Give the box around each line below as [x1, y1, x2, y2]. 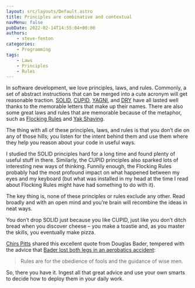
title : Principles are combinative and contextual [6, 14, 132, 20]
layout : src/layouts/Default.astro [6, 8, 93, 15]
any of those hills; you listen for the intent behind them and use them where [6, 133, 189, 140]
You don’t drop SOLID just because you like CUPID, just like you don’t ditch [6, 217, 186, 224]
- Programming [16, 47, 51, 53]
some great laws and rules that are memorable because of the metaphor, [6, 109, 182, 116]
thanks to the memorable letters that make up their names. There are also [6, 103, 183, 110]
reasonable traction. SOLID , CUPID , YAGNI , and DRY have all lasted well [6, 97, 179, 104]
